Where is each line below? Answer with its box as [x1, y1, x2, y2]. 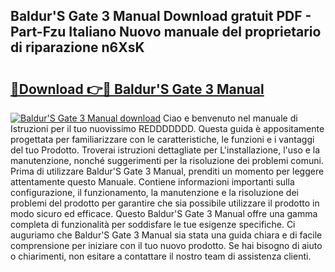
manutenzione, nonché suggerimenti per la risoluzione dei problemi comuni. [10, 155, 324, 166]
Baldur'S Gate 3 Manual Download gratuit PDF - [10, 8, 312, 25]
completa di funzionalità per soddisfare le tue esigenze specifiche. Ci [10, 219, 296, 230]
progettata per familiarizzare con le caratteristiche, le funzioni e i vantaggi [10, 134, 315, 145]
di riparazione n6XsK [10, 39, 145, 56]
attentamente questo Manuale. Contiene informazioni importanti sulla [10, 176, 295, 188]
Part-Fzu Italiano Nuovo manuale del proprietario [10, 24, 322, 41]
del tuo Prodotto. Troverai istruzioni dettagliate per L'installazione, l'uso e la [10, 144, 321, 156]
